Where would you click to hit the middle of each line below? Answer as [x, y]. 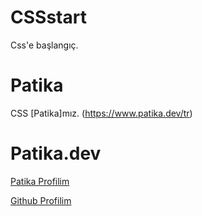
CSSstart [48, 17]
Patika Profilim [40, 181]
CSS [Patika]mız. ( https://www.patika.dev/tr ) [101, 113]
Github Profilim [41, 200]
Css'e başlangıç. [44, 45]
